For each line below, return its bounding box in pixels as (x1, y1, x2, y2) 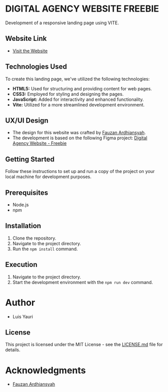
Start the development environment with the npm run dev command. (12, 279, 153, 285)
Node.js (12, 202, 29, 207)
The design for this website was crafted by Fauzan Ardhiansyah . (12, 130, 146, 136)
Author (5, 297, 35, 308)
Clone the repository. (12, 235, 56, 241)
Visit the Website (12, 47, 48, 53)
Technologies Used (5, 63, 67, 71)
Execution (5, 260, 38, 269)
